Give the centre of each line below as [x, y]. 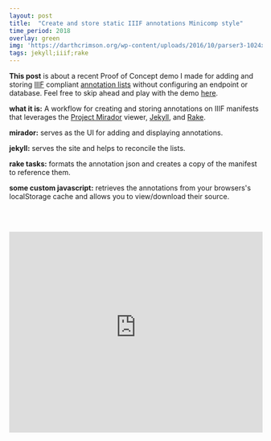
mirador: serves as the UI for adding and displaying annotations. [116, 133]
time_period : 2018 [40, 31]
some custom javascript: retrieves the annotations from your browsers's [130, 188]
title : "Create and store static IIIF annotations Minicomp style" [126, 23]
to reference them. [40, 172]
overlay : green [35, 38]
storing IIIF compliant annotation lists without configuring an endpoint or [129, 84]
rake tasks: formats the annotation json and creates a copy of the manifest [133, 164]
